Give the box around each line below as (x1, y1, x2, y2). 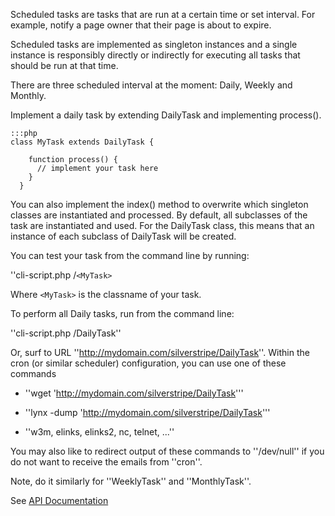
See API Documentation (10, 495, 109, 506)
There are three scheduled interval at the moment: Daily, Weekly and (10, 79, 293, 91)
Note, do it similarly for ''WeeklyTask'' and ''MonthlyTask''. (10, 475, 252, 487)
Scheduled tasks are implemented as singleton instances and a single (10, 39, 298, 50)
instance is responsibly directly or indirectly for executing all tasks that (10, 49, 301, 61)
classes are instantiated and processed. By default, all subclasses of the (10, 209, 308, 221)
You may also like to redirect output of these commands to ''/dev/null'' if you (10, 445, 325, 457)
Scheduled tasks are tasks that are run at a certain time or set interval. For (10, 9, 316, 20)
